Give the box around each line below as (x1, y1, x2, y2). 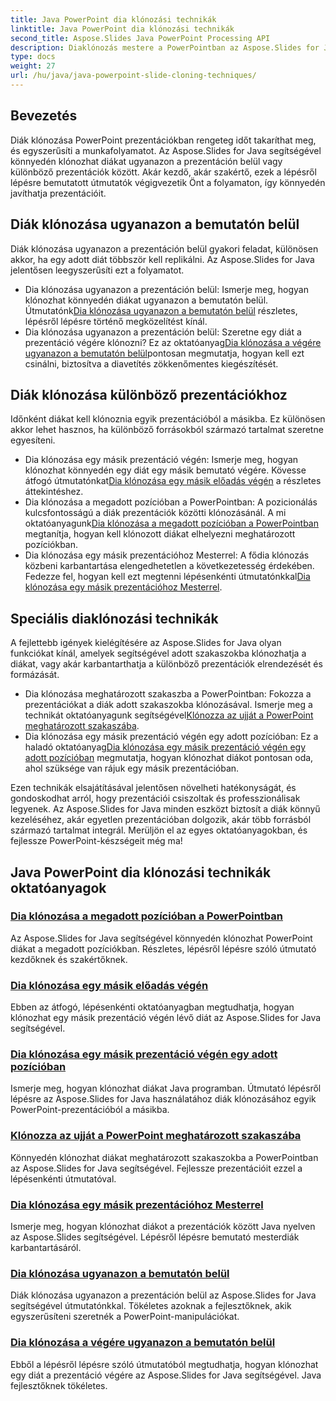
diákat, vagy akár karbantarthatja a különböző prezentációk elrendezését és (10, 658, 323, 670)
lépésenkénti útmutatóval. (10, 1172, 117, 1185)
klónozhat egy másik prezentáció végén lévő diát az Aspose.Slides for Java (10, 1012, 322, 1024)
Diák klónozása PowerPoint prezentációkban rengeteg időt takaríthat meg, (10, 134, 317, 146)
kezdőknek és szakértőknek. (10, 953, 128, 965)
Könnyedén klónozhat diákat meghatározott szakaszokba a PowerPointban (10, 1151, 319, 1163)
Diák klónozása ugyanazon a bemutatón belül (10, 216, 300, 233)
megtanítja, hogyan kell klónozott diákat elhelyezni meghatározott (24, 528, 296, 540)
